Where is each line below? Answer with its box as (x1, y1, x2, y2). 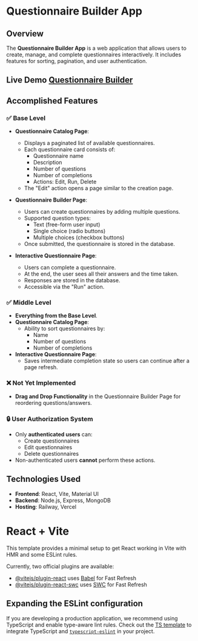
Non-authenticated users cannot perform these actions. (15, 456, 156, 464)
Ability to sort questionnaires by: (24, 325, 105, 332)
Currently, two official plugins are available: (6, 563, 114, 570)
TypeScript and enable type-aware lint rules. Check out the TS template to (6, 621, 192, 628)
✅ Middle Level (6, 299, 51, 307)
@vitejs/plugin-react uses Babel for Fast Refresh (15, 574, 137, 582)
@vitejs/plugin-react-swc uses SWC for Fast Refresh (15, 581, 147, 588)
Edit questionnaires (24, 443, 73, 450)
